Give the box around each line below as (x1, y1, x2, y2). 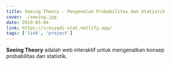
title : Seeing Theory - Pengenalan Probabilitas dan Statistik (6, 8, 166, 15)
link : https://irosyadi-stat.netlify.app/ (6, 25, 112, 31)
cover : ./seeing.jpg (6, 14, 57, 20)
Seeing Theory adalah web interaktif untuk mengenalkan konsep (6, 46, 164, 53)
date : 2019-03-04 (6, 19, 49, 25)
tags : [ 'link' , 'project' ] (6, 30, 73, 36)
